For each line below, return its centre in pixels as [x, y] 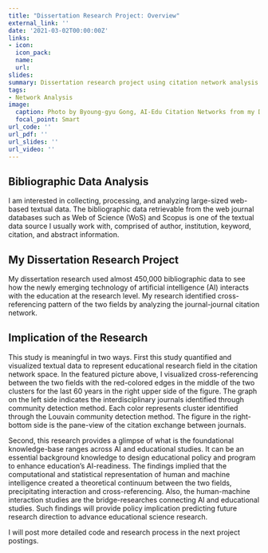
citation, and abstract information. [64, 235]
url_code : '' [30, 127]
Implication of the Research [78, 338]
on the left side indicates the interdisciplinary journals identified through [126, 399]
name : [25, 61]
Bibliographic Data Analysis [79, 182]
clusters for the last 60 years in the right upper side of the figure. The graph [133, 391]
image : [19, 105]
